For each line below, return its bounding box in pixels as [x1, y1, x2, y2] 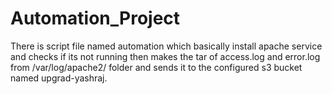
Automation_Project [10, 7, 181, 30]
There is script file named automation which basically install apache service [10, 40, 323, 52]
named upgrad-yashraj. [10, 72, 108, 84]
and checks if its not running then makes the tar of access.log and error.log [10, 50, 321, 62]
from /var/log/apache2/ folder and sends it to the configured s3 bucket [10, 61, 303, 73]
